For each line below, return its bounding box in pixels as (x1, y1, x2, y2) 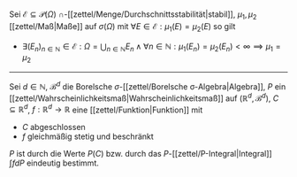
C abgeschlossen (21, 122, 86, 133)
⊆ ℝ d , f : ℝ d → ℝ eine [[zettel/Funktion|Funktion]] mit (9, 103, 203, 115)
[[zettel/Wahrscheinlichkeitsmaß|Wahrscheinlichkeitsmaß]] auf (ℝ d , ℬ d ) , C (9, 91, 279, 104)
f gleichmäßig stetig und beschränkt (21, 131, 155, 142)
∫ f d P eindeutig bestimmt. (9, 158, 99, 168)
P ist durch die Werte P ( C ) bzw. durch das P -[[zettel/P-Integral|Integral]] (9, 149, 272, 159)
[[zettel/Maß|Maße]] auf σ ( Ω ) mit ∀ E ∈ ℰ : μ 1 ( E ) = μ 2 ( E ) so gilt (9, 20, 236, 34)
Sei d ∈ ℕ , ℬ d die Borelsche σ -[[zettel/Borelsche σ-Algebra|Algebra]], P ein (9, 80, 286, 92)
